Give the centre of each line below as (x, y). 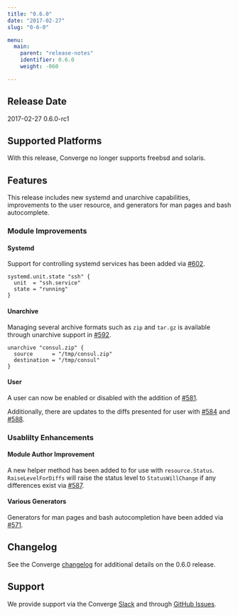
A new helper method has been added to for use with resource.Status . (111, 470)
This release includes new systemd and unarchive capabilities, (99, 198)
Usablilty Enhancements (50, 437)
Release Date (37, 101)
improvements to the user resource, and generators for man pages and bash (119, 205)
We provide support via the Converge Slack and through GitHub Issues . (112, 604)
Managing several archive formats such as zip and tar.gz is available (109, 327)
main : (22, 47)
